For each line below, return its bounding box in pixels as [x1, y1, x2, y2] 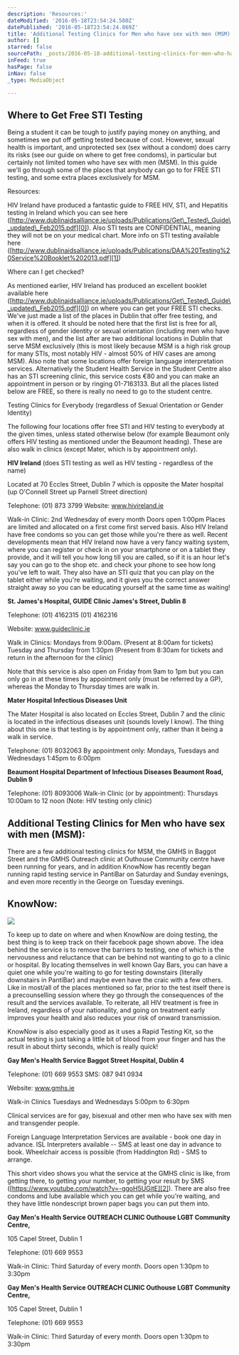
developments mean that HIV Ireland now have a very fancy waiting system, [7, 538, 230, 546]
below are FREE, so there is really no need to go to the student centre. [7, 387, 213, 395]
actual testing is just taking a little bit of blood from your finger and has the [7, 1034, 226, 1043]
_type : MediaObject [7, 76, 65, 84]
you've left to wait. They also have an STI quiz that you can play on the [7, 568, 215, 577]
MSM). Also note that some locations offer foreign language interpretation [7, 357, 224, 366]
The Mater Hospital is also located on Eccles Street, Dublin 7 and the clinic [7, 710, 225, 718]
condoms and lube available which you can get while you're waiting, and [7, 1191, 221, 1200]
